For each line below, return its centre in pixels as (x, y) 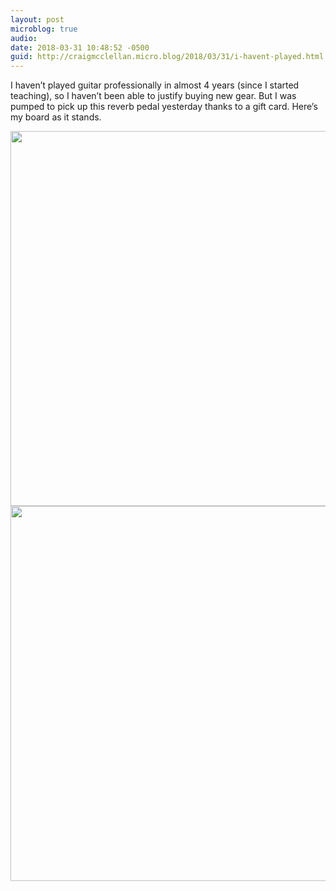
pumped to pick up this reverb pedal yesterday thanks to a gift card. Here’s (164, 107)
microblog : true (44, 29)
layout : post (37, 19)
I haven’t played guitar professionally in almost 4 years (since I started (155, 85)
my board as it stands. (56, 117)
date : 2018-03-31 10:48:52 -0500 (80, 47)
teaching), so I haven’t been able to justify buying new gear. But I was (153, 96)
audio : (24, 38)
